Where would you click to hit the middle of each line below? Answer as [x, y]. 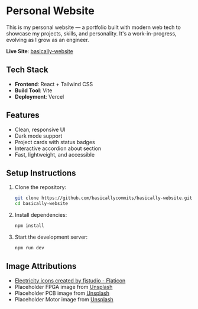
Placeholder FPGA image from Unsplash [64, 287]
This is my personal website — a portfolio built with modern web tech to [94, 27]
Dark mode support [38, 136]
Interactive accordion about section [58, 148]
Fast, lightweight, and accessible [55, 154]
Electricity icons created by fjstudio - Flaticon [70, 280]
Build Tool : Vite [33, 90]
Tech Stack [27, 70]
